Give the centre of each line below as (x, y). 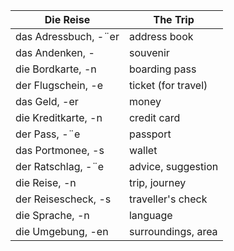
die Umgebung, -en (62, 231)
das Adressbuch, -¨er (67, 36)
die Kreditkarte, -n (59, 117)
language (150, 215)
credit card (154, 117)
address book (161, 36)
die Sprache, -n (52, 215)
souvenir (149, 52)
